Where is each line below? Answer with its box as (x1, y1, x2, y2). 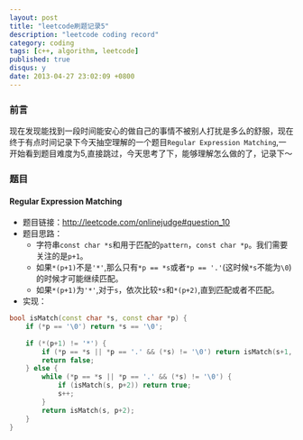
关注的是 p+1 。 (35, 251, 88, 261)
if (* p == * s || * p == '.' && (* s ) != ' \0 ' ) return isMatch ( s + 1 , (41, 347, 293, 356)
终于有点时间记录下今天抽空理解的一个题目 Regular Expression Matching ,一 (9, 137, 287, 148)
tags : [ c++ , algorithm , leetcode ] (9, 47, 140, 56)
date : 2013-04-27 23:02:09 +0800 (9, 72, 135, 81)
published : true (9, 55, 70, 64)
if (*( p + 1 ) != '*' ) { (25, 339, 106, 348)
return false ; (41, 355, 95, 365)
